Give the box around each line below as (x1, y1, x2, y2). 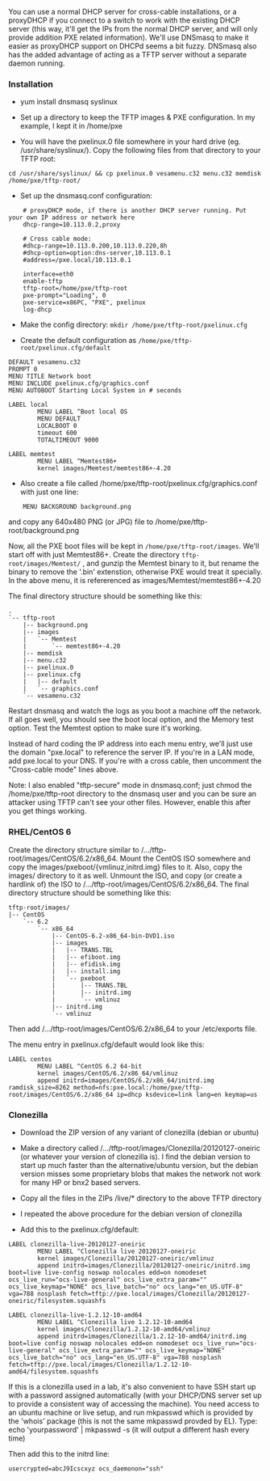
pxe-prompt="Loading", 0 (23, 291, 106, 300)
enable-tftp (23, 277, 63, 286)
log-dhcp (23, 306, 52, 314)
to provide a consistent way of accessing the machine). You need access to (8, 1398, 260, 1408)
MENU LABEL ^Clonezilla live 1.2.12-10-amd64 (37, 1318, 193, 1326)
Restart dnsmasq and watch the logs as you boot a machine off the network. (8, 706, 262, 716)
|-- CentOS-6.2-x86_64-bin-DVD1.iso (51, 932, 175, 940)
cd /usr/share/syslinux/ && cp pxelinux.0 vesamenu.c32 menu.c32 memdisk (8, 170, 262, 178)
